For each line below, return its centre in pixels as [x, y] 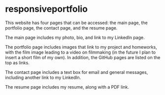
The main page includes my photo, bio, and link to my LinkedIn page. [75, 37]
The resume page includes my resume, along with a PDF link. [67, 87]
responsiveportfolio [46, 9]
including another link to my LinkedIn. [43, 77]
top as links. [17, 63]
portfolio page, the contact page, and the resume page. [61, 28]
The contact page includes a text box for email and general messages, [77, 72]
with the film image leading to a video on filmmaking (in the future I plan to [81, 52]
